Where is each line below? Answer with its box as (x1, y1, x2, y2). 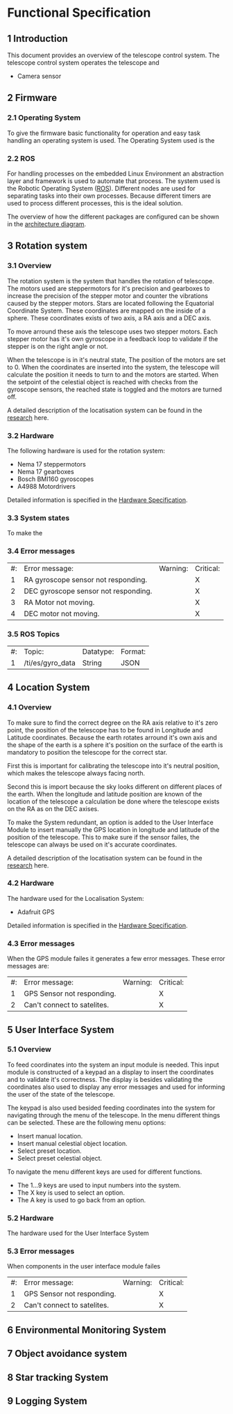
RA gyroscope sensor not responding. (24, 574, 148, 584)
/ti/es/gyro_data (24, 658, 76, 668)
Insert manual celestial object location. (17, 1139, 128, 1147)
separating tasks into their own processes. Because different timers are (7, 191, 212, 200)
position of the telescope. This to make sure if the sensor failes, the (7, 833, 200, 841)
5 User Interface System (7, 1023, 114, 1035)
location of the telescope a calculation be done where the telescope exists (7, 797, 220, 806)
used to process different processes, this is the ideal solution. (7, 198, 183, 207)
